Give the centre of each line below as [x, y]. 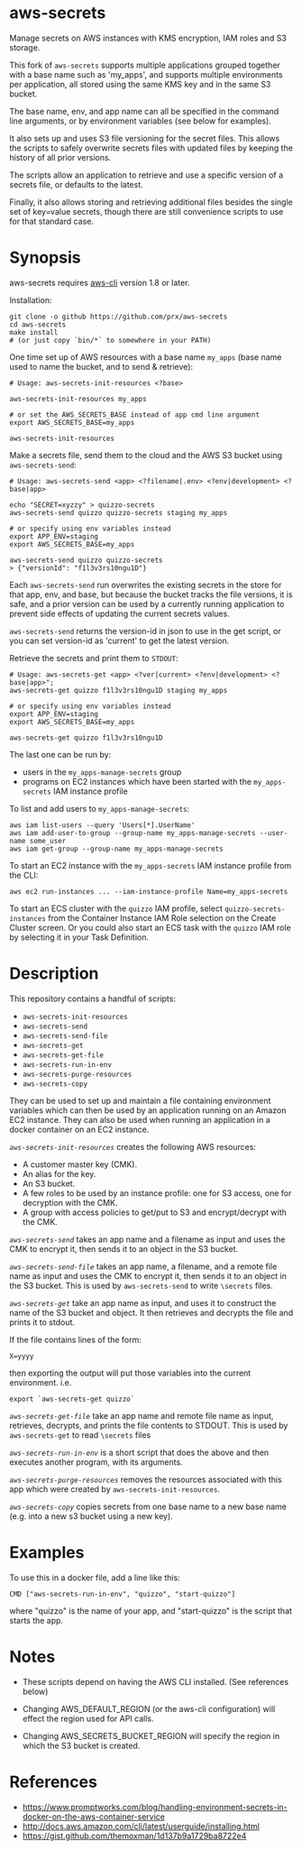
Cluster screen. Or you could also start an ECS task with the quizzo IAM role [150, 927]
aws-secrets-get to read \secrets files [80, 1435]
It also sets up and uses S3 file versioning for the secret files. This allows [145, 138]
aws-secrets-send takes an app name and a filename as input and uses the [147, 1239]
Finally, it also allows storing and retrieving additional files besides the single [151, 202]
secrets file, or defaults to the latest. [77, 184]
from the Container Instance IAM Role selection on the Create [162, 917]
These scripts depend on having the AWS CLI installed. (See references [156, 1681]
